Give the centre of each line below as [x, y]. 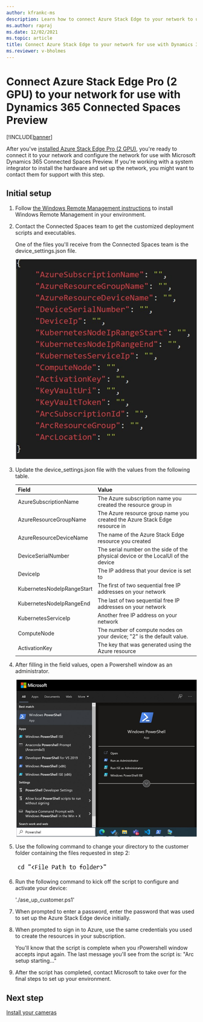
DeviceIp [29, 574]
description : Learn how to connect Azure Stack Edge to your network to [100, 19]
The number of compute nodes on [140, 630]
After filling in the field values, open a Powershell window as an [94, 665]
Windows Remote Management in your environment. [80, 214]
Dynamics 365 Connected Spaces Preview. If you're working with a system [100, 161]
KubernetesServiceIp [44, 618]
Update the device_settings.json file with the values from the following [102, 470]
